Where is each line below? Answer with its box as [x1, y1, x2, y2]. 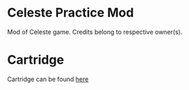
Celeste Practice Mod [7, 5, 134, 21]
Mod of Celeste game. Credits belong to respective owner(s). [7, 28, 183, 36]
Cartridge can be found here [7, 75, 89, 83]
